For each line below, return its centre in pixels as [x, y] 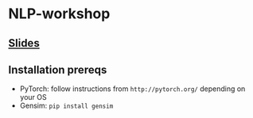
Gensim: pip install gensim [66, 106]
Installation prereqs [58, 69]
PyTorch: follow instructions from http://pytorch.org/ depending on [132, 89]
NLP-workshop [59, 14]
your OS [33, 97]
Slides [24, 43]
